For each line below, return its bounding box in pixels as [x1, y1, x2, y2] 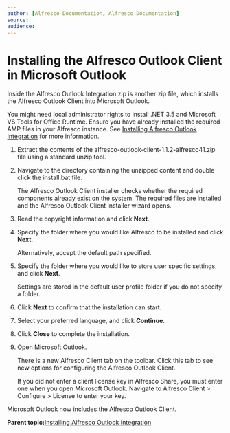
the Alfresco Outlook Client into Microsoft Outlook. [7, 97, 150, 105]
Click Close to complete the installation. [16, 330, 130, 338]
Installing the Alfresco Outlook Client [7, 52, 222, 68]
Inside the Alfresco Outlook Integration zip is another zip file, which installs [7, 90, 218, 98]
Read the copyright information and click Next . [16, 214, 150, 223]
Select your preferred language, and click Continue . [16, 317, 165, 325]
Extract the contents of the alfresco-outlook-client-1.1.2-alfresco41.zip [16, 146, 216, 154]
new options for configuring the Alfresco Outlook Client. [16, 364, 176, 372]
